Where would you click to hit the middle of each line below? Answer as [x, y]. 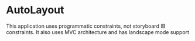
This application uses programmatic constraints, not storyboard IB [86, 26]
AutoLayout [35, 10]
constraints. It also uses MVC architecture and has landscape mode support [97, 32]
